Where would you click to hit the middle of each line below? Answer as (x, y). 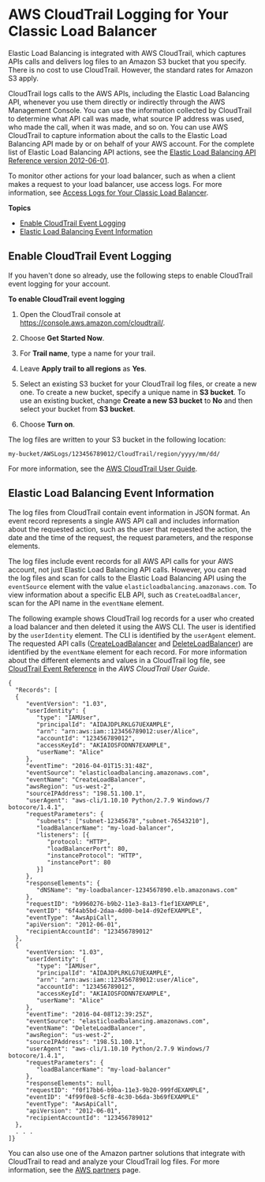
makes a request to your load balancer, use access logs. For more (115, 184)
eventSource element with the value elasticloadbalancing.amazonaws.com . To (132, 586)
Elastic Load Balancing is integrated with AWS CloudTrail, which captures (127, 53)
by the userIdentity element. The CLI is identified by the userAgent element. (132, 635)
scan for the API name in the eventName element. (86, 603)
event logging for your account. (59, 283)
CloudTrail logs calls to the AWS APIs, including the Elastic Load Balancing (129, 93)
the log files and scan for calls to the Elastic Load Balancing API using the (127, 578)
